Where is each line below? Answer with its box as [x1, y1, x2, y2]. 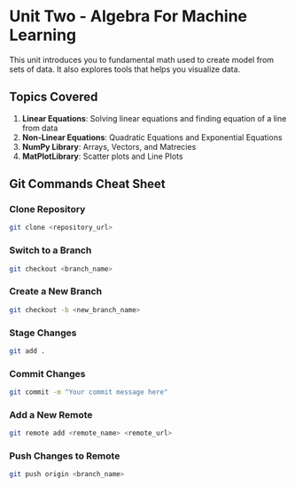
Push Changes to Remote [9, 450, 120, 462]
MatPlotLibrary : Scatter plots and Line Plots [21, 151, 183, 161]
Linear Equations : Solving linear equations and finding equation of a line [21, 113, 287, 123]
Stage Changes [9, 326, 77, 339]
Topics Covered [9, 90, 98, 105]
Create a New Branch [9, 286, 103, 298]
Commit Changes [9, 367, 86, 380]
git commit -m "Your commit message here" [9, 388, 168, 397]
